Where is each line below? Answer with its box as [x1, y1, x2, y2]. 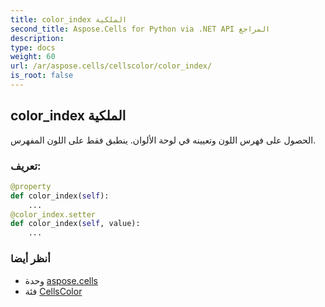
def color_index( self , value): [10, 219, 141, 229]
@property [10, 181, 52, 191]
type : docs [10, 42, 56, 53]
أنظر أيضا [10, 252, 51, 266]
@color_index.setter [10, 209, 97, 220]
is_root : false [10, 71, 74, 81]
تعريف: [10, 159, 42, 173]
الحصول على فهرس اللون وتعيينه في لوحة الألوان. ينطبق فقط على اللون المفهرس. [10, 134, 317, 146]
